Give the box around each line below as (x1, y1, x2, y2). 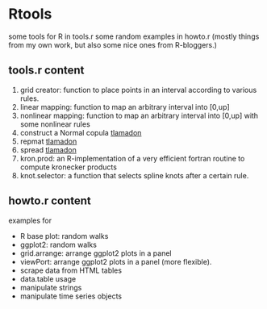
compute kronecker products (19, 162, 117, 172)
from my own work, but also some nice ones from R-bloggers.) (8, 40, 218, 49)
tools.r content (8, 64, 85, 77)
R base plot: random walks (19, 231, 109, 240)
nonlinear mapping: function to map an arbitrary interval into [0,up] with (19, 111, 259, 120)
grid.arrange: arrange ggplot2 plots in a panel (19, 248, 172, 258)
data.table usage (19, 274, 77, 283)
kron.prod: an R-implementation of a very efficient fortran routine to (19, 153, 245, 163)
